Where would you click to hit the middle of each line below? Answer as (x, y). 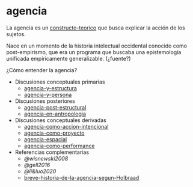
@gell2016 (37, 165)
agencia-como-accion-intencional (66, 126)
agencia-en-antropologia (55, 114)
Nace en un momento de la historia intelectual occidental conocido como (97, 46)
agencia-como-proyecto (54, 133)
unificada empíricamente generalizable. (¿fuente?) (69, 58)
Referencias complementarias (52, 152)
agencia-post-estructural (55, 107)
